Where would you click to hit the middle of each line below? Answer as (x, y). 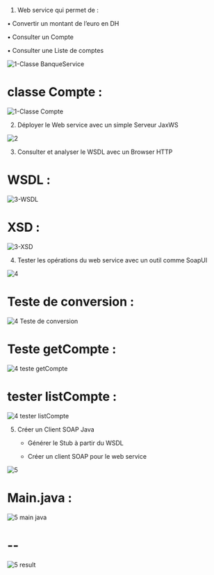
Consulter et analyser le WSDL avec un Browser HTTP (95, 152)
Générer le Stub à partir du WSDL (75, 443)
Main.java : (40, 498)
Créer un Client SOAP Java (56, 429)
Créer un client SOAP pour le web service (87, 456)
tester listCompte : (62, 396)
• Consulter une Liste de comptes (56, 50)
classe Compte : (55, 92)
